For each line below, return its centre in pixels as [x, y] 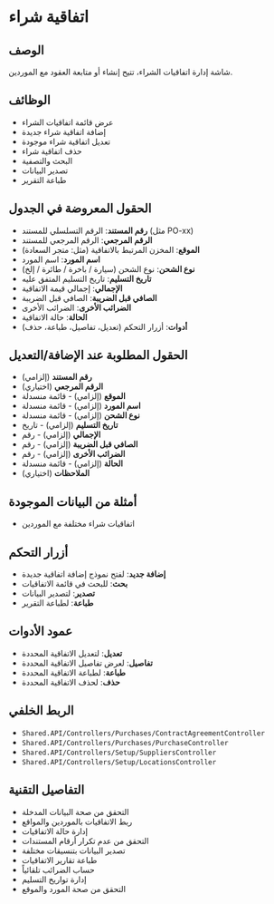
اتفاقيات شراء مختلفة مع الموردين [78, 524]
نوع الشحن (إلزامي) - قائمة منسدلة [81, 415]
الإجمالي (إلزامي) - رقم [61, 435]
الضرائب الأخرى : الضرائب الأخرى [76, 307]
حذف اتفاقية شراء [52, 151]
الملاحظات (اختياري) [56, 473]
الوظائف [29, 100]
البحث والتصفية [47, 160]
